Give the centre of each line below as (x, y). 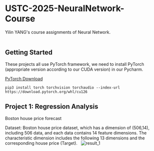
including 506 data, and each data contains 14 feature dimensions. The (76, 133)
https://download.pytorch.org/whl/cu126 (46, 92)
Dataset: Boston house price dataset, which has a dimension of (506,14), (77, 128)
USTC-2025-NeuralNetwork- (65, 8)
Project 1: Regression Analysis (52, 107)
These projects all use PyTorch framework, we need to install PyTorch (75, 64)
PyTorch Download (24, 78)
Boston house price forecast (33, 118)
